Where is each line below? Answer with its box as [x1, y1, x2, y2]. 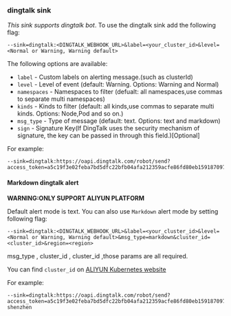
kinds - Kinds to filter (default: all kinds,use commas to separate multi [16, 102, 214, 111]
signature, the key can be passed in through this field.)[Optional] [16, 131, 201, 139]
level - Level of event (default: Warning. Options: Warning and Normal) [16, 80, 219, 89]
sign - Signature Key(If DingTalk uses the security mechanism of [16, 124, 200, 133]
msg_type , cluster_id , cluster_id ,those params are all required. [7, 251, 188, 260]
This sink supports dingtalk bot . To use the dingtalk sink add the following [7, 21, 217, 30]
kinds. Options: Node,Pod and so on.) [16, 109, 124, 118]
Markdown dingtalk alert [7, 178, 79, 187]
